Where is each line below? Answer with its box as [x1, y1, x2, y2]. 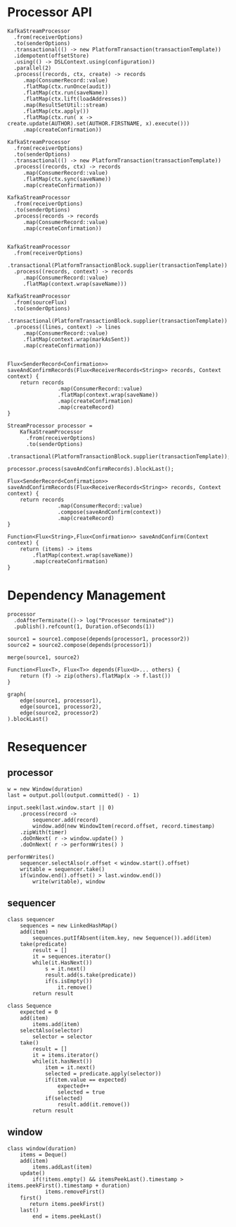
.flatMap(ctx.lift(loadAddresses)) [22, 95, 128, 102]
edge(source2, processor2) [20, 709, 99, 716]
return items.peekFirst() [29, 1200, 105, 1207]
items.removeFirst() [44, 1188, 105, 1195]
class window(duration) [7, 1145, 77, 1152]
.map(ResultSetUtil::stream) [22, 101, 109, 109]
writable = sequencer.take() [20, 865, 105, 873]
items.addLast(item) [32, 1164, 93, 1171]
